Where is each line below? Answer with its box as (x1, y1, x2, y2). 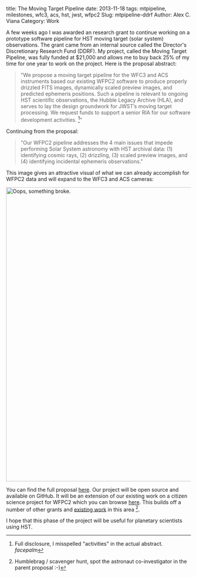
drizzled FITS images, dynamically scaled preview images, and (20, 84, 173, 91)
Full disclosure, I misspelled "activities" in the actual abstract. (14, 541, 163, 548)
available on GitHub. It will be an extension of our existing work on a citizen (6, 492, 188, 499)
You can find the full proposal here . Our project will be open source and (6, 486, 179, 493)
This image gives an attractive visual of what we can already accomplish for (6, 169, 189, 176)
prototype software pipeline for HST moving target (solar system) (6, 35, 164, 42)
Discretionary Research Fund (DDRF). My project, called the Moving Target (6, 48, 187, 55)
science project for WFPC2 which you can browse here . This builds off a (6, 498, 182, 505)
